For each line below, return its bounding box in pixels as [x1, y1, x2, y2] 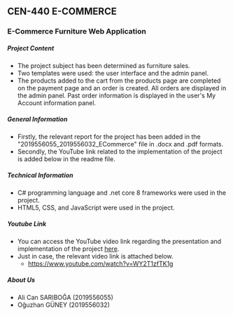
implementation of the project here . [17, 245, 120, 253]
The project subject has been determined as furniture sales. [17, 62, 190, 70]
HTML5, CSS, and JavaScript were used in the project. [17, 203, 175, 212]
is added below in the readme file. [17, 155, 115, 163]
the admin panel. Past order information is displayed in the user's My [17, 91, 216, 100]
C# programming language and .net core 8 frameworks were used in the [17, 188, 227, 197]
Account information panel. [17, 99, 97, 107]
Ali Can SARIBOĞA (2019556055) [17, 294, 114, 302]
